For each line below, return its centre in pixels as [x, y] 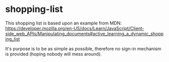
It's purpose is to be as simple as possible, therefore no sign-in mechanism [83, 48]
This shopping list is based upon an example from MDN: [64, 23]
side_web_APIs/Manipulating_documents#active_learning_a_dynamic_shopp [84, 33]
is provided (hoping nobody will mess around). [53, 54]
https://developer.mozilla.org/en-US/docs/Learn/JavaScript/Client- [75, 28]
